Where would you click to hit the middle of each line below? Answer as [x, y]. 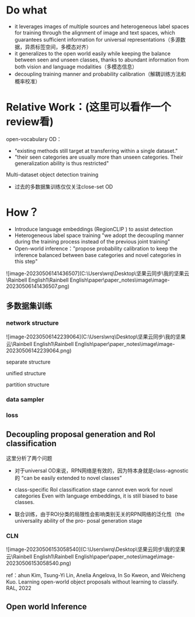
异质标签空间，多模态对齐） [58, 47]
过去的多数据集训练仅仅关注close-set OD [64, 186]
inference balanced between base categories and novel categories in [98, 255]
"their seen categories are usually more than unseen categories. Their [99, 157]
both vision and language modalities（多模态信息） [76, 66]
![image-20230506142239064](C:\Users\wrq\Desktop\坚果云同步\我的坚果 [96, 337]
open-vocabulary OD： [34, 139]
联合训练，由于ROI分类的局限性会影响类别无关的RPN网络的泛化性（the [100, 514]
